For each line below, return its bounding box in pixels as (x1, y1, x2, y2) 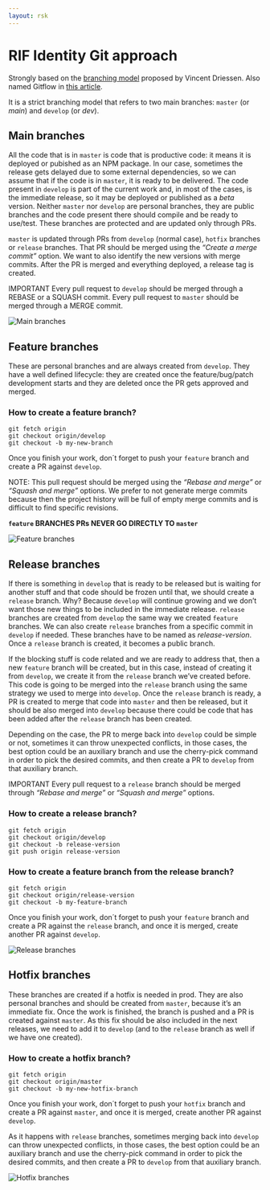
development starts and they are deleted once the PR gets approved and (8, 379, 249, 388)
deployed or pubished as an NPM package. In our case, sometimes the (8, 158, 243, 169)
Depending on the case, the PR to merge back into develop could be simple (8, 729, 257, 740)
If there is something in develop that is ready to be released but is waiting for (8, 579, 261, 589)
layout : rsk (8, 11, 48, 20)
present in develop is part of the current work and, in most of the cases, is (8, 184, 253, 194)
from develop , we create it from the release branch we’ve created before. (8, 671, 251, 681)
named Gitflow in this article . (8, 81, 103, 91)
